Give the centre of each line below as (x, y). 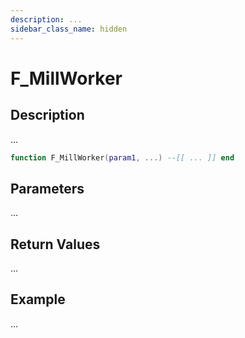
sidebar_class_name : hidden (69, 29)
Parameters (47, 188)
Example (38, 299)
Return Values (55, 244)
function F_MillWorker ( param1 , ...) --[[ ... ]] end (122, 157)
